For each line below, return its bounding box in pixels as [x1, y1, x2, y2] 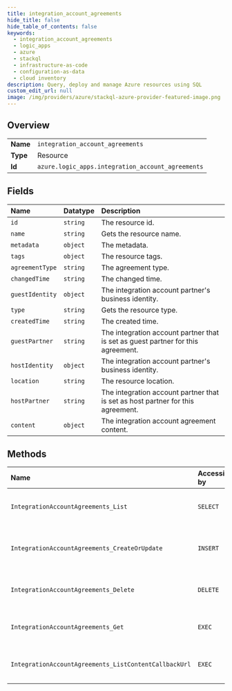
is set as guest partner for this [101, 336, 199, 346]
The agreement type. [101, 263, 169, 272]
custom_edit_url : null [7, 87, 72, 94]
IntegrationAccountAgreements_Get [10, 623, 124, 631]
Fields [7, 185, 35, 198]
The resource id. [101, 218, 155, 227]
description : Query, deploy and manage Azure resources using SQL [7, 81, 202, 88]
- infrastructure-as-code [13, 62, 88, 69]
